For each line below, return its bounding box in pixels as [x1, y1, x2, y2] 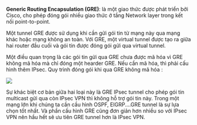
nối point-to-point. [6, 18, 51, 25]
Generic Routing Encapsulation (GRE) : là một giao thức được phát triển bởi [6, 6, 188, 12]
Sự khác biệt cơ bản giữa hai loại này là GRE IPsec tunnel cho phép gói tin [6, 88, 185, 96]
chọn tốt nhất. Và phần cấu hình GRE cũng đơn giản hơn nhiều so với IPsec [6, 107, 187, 114]
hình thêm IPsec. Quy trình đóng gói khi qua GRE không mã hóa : [6, 66, 163, 73]
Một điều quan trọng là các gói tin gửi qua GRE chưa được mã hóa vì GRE [6, 54, 183, 60]
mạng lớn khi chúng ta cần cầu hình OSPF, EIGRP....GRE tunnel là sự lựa [6, 101, 179, 108]
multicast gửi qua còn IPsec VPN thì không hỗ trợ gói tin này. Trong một [6, 95, 179, 101]
